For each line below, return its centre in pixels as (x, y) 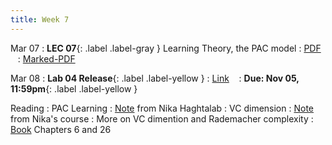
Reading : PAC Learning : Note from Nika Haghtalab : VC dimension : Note (162, 108)
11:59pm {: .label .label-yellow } (74, 88)
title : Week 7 (40, 19)
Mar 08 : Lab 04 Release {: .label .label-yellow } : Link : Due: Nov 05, (155, 78)
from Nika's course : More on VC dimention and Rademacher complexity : (162, 118)
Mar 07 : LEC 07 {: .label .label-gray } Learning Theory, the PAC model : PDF (166, 48)
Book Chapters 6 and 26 (61, 129)
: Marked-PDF (46, 58)
